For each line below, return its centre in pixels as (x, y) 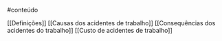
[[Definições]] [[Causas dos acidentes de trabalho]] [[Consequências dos (111, 23)
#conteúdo (23, 10)
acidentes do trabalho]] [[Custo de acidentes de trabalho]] (90, 30)
